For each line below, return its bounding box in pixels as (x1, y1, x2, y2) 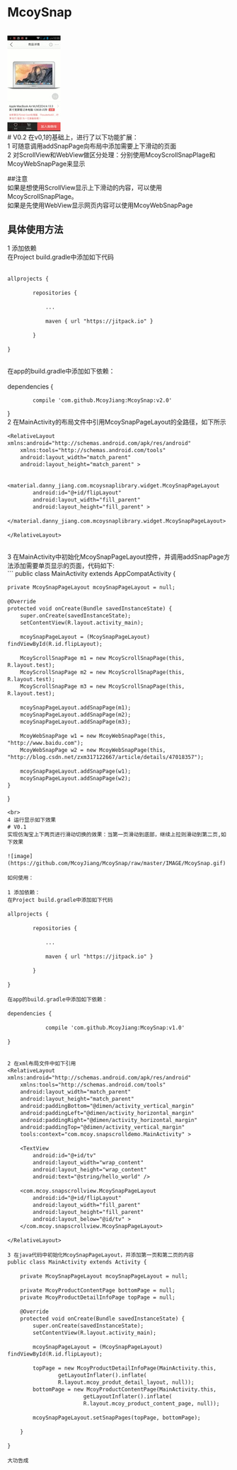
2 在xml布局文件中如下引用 (7, 1060, 76, 1067)
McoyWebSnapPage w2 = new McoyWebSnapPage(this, (20, 746, 166, 753)
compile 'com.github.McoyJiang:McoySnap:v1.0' (45, 1024, 185, 1031)
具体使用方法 (7, 224, 64, 236)
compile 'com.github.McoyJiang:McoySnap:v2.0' (33, 397, 173, 404)
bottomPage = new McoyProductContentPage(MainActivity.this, (33, 1386, 217, 1393)
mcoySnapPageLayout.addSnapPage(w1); (20, 768, 132, 775)
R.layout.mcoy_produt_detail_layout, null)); (57, 1379, 195, 1386)
